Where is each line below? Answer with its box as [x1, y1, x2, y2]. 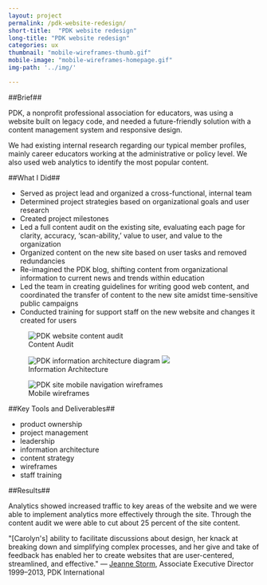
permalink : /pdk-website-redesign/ [8, 19, 127, 27]
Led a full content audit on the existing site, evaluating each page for [19, 222, 245, 231]
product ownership [19, 419, 83, 429]
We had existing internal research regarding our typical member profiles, [8, 140, 247, 150]
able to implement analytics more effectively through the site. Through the [8, 509, 252, 519]
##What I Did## [8, 172, 61, 182]
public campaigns [19, 298, 79, 308]
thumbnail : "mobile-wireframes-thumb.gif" [8, 49, 151, 57]
